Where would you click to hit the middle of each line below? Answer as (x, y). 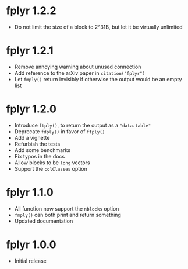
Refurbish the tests (37, 144)
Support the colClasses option (51, 168)
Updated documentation (44, 221)
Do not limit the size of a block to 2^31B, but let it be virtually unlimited (98, 27)
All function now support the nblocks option (67, 208)
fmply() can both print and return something (68, 215)
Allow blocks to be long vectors (52, 163)
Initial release (30, 261)
